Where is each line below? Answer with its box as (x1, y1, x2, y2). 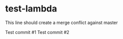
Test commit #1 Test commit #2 (5, 29, 70, 35)
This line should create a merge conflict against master (5, 19, 118, 25)
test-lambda (5, 3, 57, 14)
